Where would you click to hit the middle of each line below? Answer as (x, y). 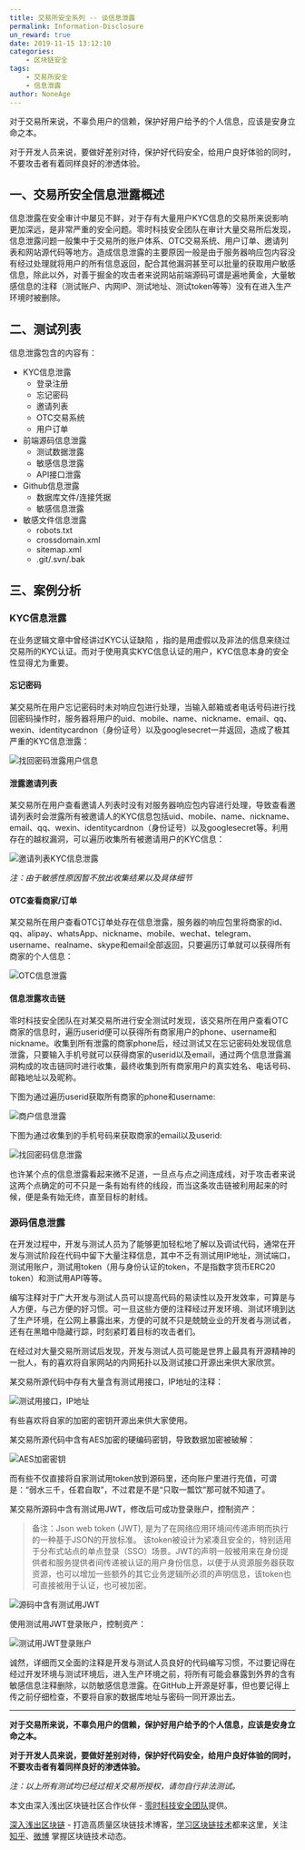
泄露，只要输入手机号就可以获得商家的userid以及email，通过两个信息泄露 (147, 1054)
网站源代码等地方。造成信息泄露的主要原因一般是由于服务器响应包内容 (156, 252)
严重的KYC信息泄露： (49, 742)
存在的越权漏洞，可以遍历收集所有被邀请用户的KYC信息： (117, 839)
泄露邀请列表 (33, 783)
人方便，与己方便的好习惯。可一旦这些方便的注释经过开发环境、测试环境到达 (152, 1309)
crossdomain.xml (68, 540)
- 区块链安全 (47, 60)
